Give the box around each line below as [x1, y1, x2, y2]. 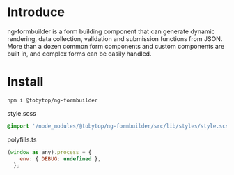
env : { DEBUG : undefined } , [19, 155, 101, 162]
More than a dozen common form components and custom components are [7, 42, 225, 50]
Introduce [7, 4, 65, 20]
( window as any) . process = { [7, 149, 92, 155]
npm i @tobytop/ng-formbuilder [7, 97, 98, 104]
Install [7, 74, 44, 90]
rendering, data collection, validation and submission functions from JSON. [7, 34, 223, 43]
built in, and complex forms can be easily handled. [7, 50, 152, 58]
